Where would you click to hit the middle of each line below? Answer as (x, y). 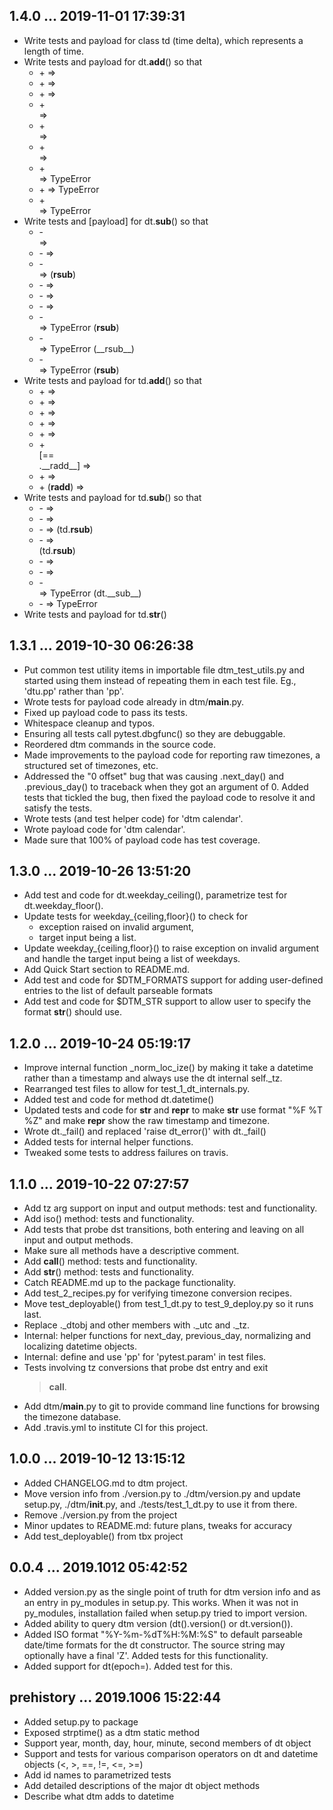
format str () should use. (73, 1012)
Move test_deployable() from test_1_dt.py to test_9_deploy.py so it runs (168, 1304)
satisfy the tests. (58, 808)
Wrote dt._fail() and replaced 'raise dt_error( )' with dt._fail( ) (145, 1131)
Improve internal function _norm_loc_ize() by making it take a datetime (168, 1068)
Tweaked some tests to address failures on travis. (126, 1153)
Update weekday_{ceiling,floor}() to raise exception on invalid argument (171, 948)
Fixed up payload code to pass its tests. (105, 712)
